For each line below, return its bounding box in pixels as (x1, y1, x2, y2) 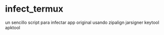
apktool (5, 24, 21, 30)
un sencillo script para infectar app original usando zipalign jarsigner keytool (5, 19, 160, 25)
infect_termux (5, 3, 64, 15)
